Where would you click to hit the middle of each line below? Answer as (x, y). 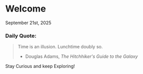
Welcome (26, 9)
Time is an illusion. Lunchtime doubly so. (60, 47)
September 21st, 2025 (28, 23)
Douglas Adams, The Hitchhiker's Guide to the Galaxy (81, 56)
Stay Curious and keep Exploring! (40, 66)
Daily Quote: (21, 36)
